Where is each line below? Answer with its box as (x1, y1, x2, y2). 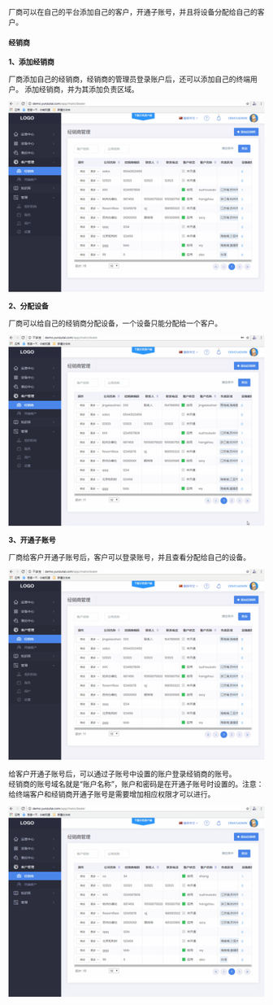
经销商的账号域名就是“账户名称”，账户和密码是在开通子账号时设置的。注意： (8, 780, 264, 789)
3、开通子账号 (8, 535, 57, 545)
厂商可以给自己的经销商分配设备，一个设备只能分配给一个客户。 (8, 318, 222, 328)
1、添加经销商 (8, 57, 55, 67)
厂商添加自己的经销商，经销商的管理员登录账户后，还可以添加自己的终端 (8, 74, 250, 84)
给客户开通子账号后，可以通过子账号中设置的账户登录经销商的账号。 (8, 769, 236, 779)
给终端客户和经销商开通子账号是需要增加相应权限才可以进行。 (8, 789, 215, 799)
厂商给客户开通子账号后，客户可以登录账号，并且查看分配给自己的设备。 (8, 553, 250, 562)
